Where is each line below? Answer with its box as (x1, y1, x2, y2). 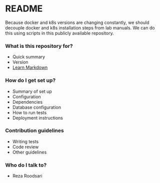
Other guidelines (12, 149, 47, 155)
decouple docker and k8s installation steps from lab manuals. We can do (5, 24, 155, 30)
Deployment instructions (12, 115, 63, 121)
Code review (12, 144, 39, 150)
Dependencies (12, 99, 43, 105)
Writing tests (12, 138, 39, 145)
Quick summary (12, 54, 45, 60)
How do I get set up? (5, 77, 56, 84)
